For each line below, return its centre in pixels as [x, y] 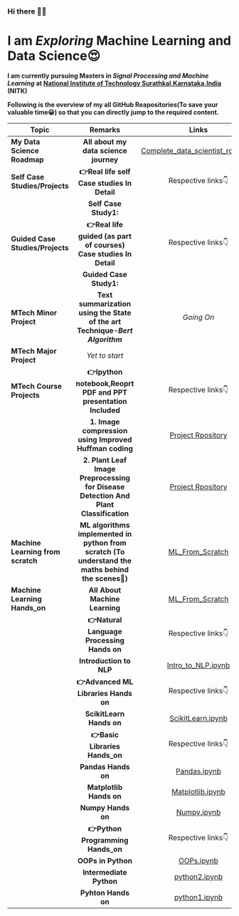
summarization [105, 303]
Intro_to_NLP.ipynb [198, 665]
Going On [198, 317]
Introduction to [105, 660]
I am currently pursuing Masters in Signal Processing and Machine [108, 76]
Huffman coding [105, 448]
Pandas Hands [105, 766]
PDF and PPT [105, 392]
